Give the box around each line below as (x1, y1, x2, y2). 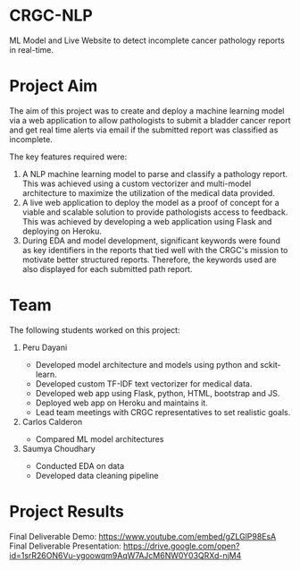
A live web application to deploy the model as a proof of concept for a (21, 197, 279, 208)
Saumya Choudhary (21, 443, 96, 454)
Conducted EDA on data (35, 460, 125, 471)
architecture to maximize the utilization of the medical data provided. (21, 187, 275, 198)
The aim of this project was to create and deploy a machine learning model (9, 105, 285, 116)
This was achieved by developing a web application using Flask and (21, 216, 272, 226)
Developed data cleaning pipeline (35, 470, 159, 481)
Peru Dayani (21, 342, 68, 353)
